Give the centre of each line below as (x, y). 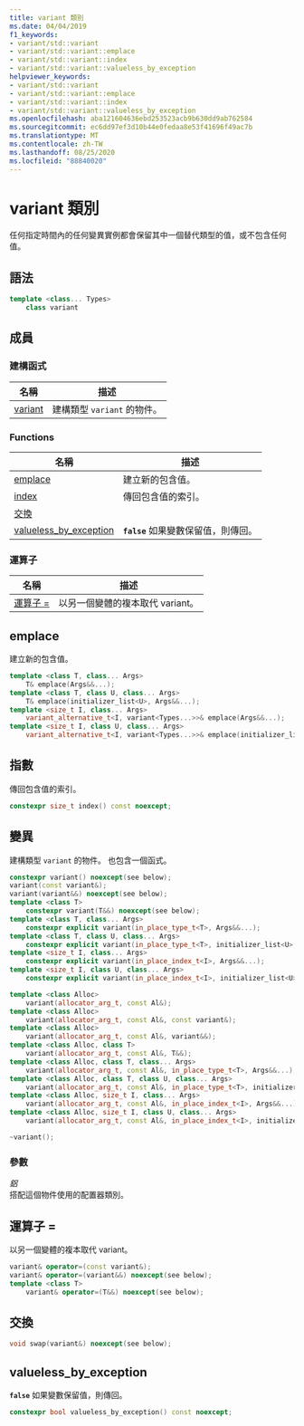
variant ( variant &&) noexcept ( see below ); (89, 894)
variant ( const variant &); (58, 885)
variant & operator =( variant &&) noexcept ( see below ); (111, 1275)
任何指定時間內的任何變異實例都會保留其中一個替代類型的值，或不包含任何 (148, 235)
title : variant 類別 (47, 18)
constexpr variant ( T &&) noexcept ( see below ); (113, 911)
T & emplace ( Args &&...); (71, 684)
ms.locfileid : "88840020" (58, 161)
